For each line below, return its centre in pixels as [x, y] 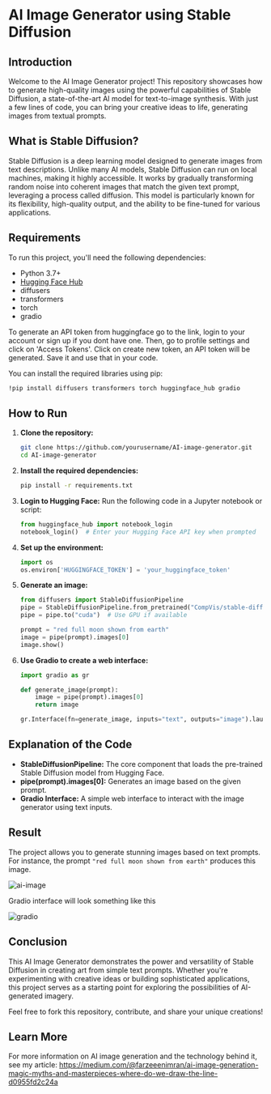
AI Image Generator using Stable [120, 15]
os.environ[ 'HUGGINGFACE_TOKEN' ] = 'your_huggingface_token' [125, 570]
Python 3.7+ [40, 273]
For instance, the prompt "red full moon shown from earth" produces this [132, 861]
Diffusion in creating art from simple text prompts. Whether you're [118, 970]
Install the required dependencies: [79, 470]
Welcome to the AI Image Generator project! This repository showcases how [135, 81]
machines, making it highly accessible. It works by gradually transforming [131, 178]
